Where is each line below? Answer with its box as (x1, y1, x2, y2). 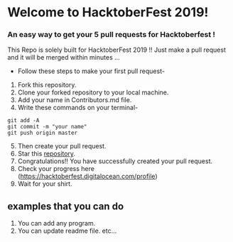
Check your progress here (17, 165, 94, 173)
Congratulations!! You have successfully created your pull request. (17, 157, 213, 165)
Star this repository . (17, 150, 76, 158)
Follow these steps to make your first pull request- (17, 67, 166, 75)
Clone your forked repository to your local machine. (17, 88, 169, 97)
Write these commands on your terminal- (17, 104, 139, 112)
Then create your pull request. (17, 142, 107, 150)
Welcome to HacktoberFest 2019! (7, 4, 209, 21)
